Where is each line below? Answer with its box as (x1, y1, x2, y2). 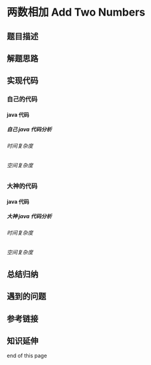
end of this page (7, 352, 47, 360)
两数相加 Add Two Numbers (7, 5, 146, 19)
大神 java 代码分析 (7, 213, 52, 220)
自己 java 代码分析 (7, 126, 52, 133)
